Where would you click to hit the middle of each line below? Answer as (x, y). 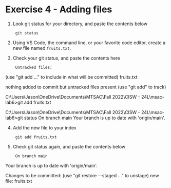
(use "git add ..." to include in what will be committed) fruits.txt (71, 77)
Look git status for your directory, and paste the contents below (80, 24)
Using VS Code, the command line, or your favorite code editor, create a (89, 43)
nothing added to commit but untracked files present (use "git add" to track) (86, 87)
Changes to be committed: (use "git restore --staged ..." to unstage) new (82, 175)
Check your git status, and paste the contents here (66, 58)
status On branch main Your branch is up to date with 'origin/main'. (94, 118)
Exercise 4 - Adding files (59, 10)
